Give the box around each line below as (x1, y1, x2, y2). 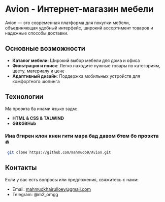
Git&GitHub (12, 120, 36, 126)
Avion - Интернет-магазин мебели (5, 3, 154, 15)
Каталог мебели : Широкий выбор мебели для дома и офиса (12, 58, 140, 63)
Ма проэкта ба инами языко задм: (5, 106, 77, 112)
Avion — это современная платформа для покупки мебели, (5, 20, 130, 26)
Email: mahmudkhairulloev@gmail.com (12, 186, 91, 192)
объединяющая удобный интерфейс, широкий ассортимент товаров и (5, 25, 154, 30)
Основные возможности (5, 44, 85, 53)
